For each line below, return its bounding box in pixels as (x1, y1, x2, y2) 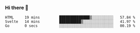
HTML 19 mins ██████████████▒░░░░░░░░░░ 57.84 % (5, 15, 136, 20)
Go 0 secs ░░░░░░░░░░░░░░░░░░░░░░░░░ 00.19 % (5, 23, 136, 28)
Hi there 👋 (5, 4, 29, 11)
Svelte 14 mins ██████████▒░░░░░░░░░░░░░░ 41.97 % (5, 19, 136, 24)
